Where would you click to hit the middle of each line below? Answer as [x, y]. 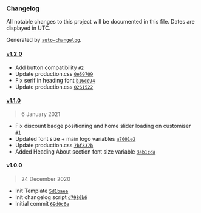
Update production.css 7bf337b [54, 145]
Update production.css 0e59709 [54, 73]
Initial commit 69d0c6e [42, 203]
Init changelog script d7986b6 [51, 197]
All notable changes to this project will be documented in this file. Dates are [101, 22]
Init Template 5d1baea [42, 191]
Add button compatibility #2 [49, 67]
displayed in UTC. [29, 28]
